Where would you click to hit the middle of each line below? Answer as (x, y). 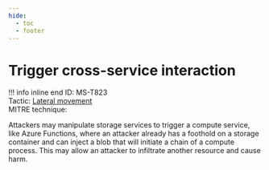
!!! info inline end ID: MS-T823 (58, 92)
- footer (30, 30)
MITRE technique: (38, 110)
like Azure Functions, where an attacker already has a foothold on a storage (134, 134)
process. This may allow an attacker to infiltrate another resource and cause (135, 151)
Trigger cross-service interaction (122, 70)
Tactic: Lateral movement (50, 101)
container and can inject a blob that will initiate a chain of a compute (122, 142)
